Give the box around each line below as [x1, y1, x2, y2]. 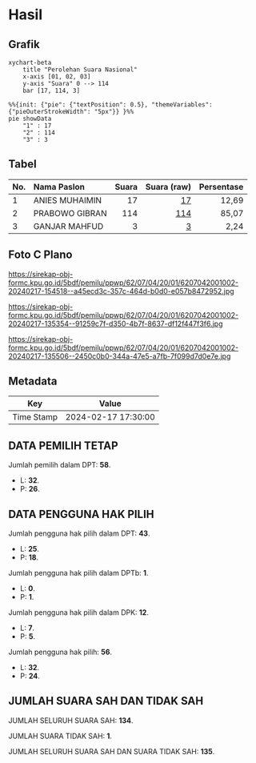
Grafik [8, 38, 40, 51]
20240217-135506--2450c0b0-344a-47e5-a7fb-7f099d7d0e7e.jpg [8, 351, 231, 361]
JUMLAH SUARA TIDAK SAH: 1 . [8, 731, 112, 741]
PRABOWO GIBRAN [33, 207, 107, 219]
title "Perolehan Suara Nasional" [22, 66, 138, 74]
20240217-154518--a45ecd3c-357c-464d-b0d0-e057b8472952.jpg [8, 286, 234, 295]
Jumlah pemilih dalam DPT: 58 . [8, 460, 111, 470]
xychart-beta [8, 58, 52, 66]
